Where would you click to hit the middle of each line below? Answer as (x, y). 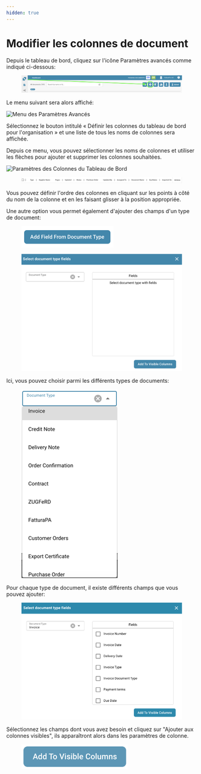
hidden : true (23, 13)
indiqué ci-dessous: (31, 67)
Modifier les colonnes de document (97, 43)
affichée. (17, 139)
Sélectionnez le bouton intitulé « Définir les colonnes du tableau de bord (96, 126)
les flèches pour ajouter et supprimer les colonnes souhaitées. (84, 157)
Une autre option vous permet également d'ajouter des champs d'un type (98, 211)
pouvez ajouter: (26, 594)
